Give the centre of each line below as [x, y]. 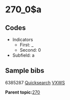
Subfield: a [23, 55]
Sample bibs [25, 71]
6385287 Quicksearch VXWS [35, 82]
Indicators [23, 39]
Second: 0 [30, 50]
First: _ [27, 45]
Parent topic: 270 [23, 92]
